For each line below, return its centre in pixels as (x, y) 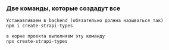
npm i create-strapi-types (40, 26)
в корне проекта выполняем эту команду (56, 36)
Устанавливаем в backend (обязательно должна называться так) (85, 21)
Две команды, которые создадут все (63, 8)
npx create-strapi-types (37, 42)
